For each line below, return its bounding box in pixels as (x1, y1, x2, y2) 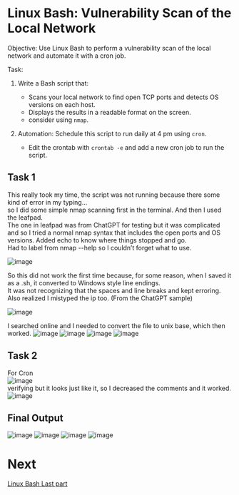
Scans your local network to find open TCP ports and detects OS (28, 93, 219, 101)
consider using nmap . (28, 116, 89, 124)
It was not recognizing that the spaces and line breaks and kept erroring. (7, 286, 221, 295)
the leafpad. (7, 213, 43, 222)
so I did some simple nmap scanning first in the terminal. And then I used (7, 205, 222, 214)
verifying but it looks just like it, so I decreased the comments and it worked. (7, 384, 232, 392)
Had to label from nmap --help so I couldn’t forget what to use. (7, 243, 192, 252)
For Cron (7, 369, 34, 377)
